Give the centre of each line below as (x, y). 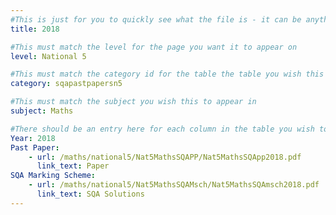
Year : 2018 (33, 138)
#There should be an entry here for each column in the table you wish (162, 129)
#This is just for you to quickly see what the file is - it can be (156, 19)
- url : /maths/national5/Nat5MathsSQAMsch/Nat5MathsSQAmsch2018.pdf (174, 185)
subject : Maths (42, 111)
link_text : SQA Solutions (90, 194)
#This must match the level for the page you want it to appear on (154, 47)
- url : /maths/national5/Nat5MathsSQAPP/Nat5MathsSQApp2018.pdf (165, 157)
